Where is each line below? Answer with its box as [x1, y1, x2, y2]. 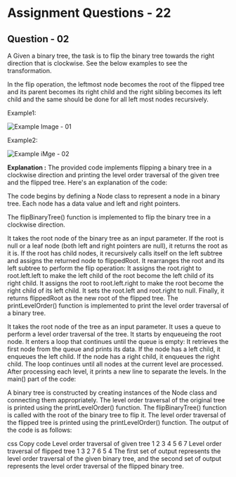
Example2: [7, 136, 38, 144]
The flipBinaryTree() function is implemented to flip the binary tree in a [7, 213, 211, 221]
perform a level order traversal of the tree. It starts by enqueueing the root [7, 330, 222, 338]
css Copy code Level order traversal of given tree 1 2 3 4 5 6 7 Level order [7, 440, 222, 447]
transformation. [7, 67, 52, 75]
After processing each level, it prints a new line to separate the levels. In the [7, 367, 227, 376]
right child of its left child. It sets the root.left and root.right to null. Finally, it [7, 286, 225, 295]
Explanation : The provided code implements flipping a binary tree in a [7, 163, 212, 172]
